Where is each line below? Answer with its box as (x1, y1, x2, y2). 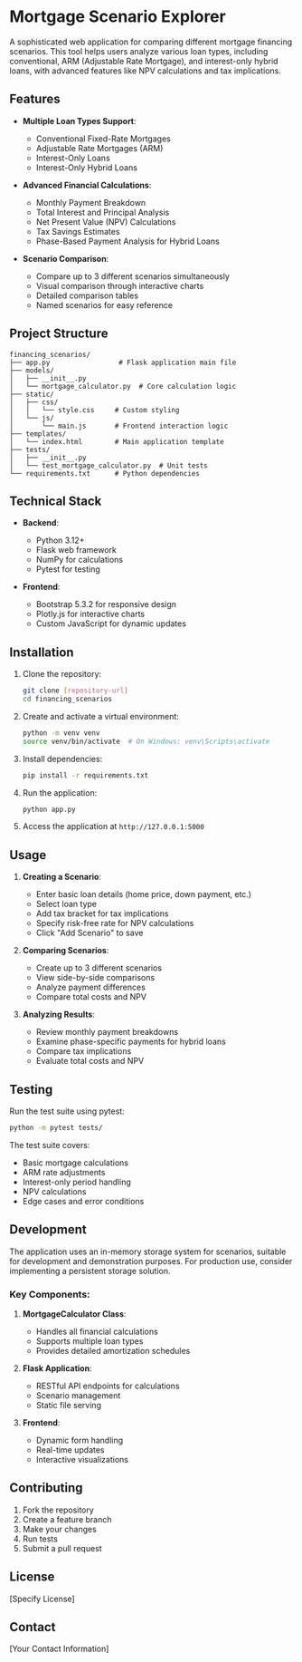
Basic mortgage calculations (22, 1157, 129, 1168)
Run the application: (22, 787, 98, 798)
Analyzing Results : (22, 1009, 95, 1020)
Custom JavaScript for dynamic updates (35, 618, 187, 629)
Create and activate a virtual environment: (22, 710, 179, 721)
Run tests (22, 1533, 59, 1544)
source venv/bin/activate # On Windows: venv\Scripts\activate (22, 737, 270, 746)
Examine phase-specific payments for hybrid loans (35, 1036, 226, 1048)
